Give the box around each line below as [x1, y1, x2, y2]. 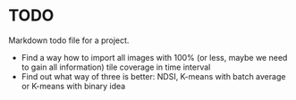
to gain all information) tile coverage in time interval [21, 62, 211, 72]
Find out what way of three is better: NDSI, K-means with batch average [21, 71, 286, 81]
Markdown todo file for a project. [8, 35, 130, 46]
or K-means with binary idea [21, 80, 126, 91]
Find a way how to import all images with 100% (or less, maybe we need [21, 52, 288, 62]
